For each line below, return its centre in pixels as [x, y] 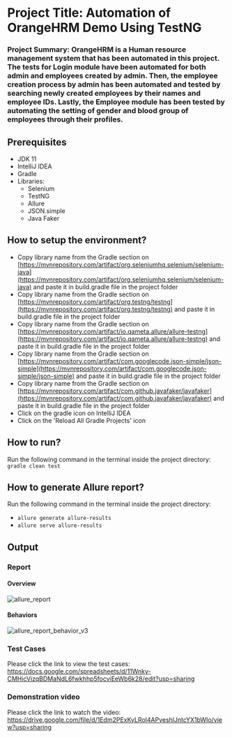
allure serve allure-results [60, 526]
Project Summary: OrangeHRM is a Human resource [97, 50]
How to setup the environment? [77, 240]
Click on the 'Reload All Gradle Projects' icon [82, 420]
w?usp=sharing [30, 727]
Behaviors [22, 615]
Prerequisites [37, 142]
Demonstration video [44, 697]
